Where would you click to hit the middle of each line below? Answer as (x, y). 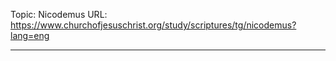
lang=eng (30, 35)
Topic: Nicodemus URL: (59, 14)
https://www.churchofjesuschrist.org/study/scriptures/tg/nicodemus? (153, 25)
